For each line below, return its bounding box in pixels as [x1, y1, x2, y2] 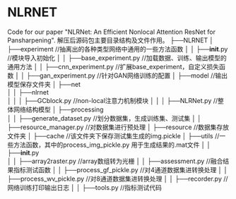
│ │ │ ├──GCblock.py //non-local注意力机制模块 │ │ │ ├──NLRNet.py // [7, 96, 218, 104]
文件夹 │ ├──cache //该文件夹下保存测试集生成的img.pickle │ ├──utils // [7, 131, 220, 140]
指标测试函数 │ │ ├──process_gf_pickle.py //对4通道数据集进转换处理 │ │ [13, 165, 228, 174]
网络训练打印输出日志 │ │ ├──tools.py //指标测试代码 [7, 183, 163, 191]
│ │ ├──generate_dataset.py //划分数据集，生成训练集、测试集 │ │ [7, 114, 202, 122]
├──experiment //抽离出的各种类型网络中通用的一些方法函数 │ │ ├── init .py [7, 44, 228, 53]
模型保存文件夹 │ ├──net [7, 80, 81, 88]
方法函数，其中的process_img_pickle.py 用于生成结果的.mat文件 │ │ [13, 140, 211, 149]
